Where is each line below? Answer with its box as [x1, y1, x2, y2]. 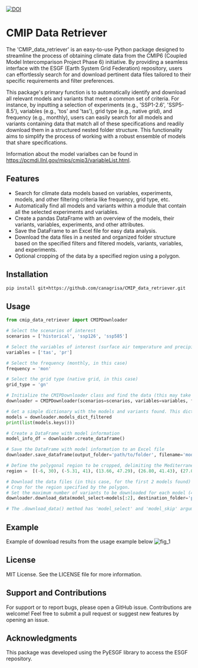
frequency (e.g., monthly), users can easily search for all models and [6, 114, 173, 121]
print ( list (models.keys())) [6, 420, 75, 426]
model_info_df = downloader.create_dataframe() [6, 436, 126, 442]
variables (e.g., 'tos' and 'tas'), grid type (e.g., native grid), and [19, 107, 173, 115]
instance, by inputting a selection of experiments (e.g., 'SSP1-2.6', [6, 101, 166, 108]
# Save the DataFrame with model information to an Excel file [6, 446, 165, 452]
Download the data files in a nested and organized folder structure [14, 234, 176, 241]
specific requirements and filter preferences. [6, 77, 115, 84]
